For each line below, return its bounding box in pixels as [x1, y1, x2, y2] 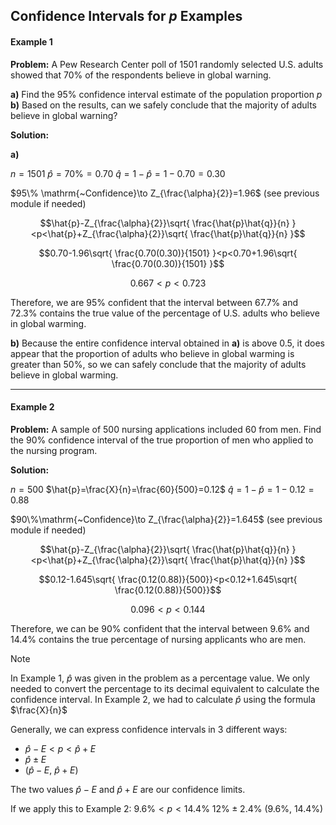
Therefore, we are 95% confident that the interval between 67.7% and [10, 296, 298, 308]
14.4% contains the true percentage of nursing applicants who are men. [10, 633, 307, 645]
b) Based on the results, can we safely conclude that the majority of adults [10, 99, 317, 111]
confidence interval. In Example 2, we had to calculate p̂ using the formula [10, 693, 316, 705]
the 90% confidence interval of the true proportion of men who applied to [10, 434, 314, 446]
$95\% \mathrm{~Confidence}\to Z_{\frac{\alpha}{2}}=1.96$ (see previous [10, 187, 320, 199]
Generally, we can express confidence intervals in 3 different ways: [10, 723, 288, 735]
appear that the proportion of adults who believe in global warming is [10, 347, 295, 359]
